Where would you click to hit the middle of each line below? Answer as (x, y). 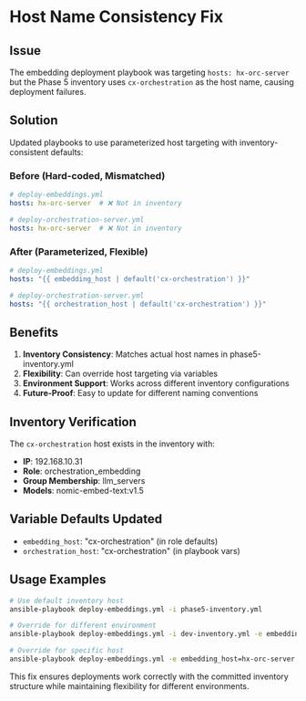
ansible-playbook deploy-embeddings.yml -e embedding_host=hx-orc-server (153, 659)
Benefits (34, 332)
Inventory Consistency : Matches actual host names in (125, 354)
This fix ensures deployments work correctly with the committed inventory (149, 676)
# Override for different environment (83, 626)
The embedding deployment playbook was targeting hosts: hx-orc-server (149, 72)
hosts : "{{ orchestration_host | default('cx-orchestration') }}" (138, 304)
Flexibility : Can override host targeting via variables (120, 374)
